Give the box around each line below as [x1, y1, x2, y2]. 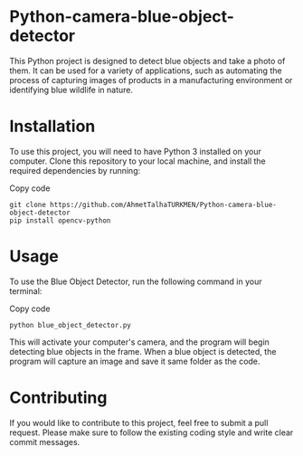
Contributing [9, 387, 108, 408]
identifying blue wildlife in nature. [9, 84, 134, 95]
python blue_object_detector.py [9, 320, 131, 329]
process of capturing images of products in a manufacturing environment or [9, 74, 293, 85]
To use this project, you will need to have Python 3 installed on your [9, 146, 262, 157]
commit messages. [9, 436, 80, 447]
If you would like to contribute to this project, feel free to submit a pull [9, 417, 269, 428]
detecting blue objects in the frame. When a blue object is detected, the [9, 346, 277, 356]
